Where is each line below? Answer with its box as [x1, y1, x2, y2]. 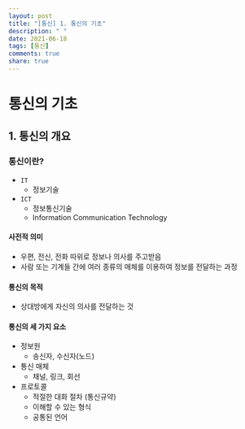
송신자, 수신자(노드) [32, 351, 95, 362]
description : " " [8, 27, 68, 35]
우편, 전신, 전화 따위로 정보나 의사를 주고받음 [20, 251, 162, 261]
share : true [8, 58, 49, 66]
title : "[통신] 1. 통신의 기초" [8, 19, 107, 28]
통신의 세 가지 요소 [8, 322, 67, 331]
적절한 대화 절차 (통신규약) [32, 392, 116, 402]
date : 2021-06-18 [8, 34, 68, 43]
